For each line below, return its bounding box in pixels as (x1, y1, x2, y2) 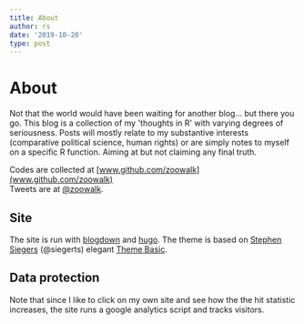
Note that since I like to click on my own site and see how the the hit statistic (9, 294, 296, 305)
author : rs (9, 22, 51, 31)
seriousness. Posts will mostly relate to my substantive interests (9, 127, 248, 138)
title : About (9, 13, 59, 23)
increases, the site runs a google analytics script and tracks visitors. (9, 304, 265, 315)
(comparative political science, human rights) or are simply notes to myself (9, 137, 289, 148)
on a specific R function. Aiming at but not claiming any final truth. (9, 147, 258, 157)
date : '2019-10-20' (9, 30, 84, 39)
